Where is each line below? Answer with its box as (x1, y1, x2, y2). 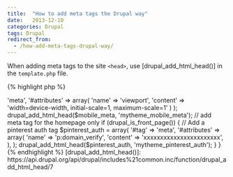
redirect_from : (7, 36, 52, 43)
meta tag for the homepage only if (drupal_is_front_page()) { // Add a (7, 118, 205, 126)
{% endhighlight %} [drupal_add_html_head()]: (7, 148, 142, 156)
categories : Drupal (7, 23, 64, 30)
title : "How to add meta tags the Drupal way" (7, 10, 149, 17)
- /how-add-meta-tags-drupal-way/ (13, 43, 114, 49)
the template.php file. (7, 69, 68, 77)
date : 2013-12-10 (7, 17, 64, 24)
